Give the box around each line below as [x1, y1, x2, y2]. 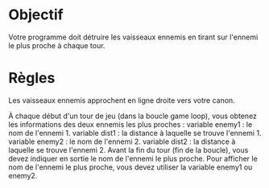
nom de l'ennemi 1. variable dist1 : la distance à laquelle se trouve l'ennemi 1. [8, 128, 262, 137]
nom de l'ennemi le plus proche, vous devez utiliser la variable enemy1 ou [8, 162, 253, 172]
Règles [8, 69, 56, 88]
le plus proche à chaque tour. [8, 40, 106, 50]
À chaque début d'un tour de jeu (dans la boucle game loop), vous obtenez [8, 111, 258, 121]
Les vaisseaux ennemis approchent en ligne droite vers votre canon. [8, 95, 235, 105]
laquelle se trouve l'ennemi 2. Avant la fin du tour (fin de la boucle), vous [8, 145, 249, 154]
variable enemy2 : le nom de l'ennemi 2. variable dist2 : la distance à [8, 137, 236, 146]
